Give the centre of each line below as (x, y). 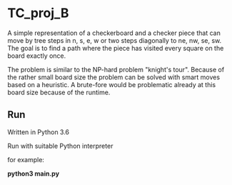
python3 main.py (33, 174)
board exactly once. (37, 56)
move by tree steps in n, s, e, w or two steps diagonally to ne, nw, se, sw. (115, 40)
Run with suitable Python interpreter (60, 146)
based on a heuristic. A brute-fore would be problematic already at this (112, 84)
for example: (26, 159)
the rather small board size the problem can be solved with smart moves (114, 77)
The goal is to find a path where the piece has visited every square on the (116, 48)
